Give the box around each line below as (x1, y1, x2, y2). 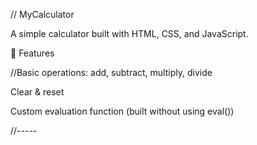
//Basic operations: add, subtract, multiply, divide (10, 67, 213, 78)
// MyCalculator (10, 9, 75, 20)
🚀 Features (10, 47, 55, 59)
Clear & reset (10, 86, 65, 98)
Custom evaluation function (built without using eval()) (10, 105, 235, 117)
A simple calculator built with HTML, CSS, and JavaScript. (10, 28, 249, 39)
